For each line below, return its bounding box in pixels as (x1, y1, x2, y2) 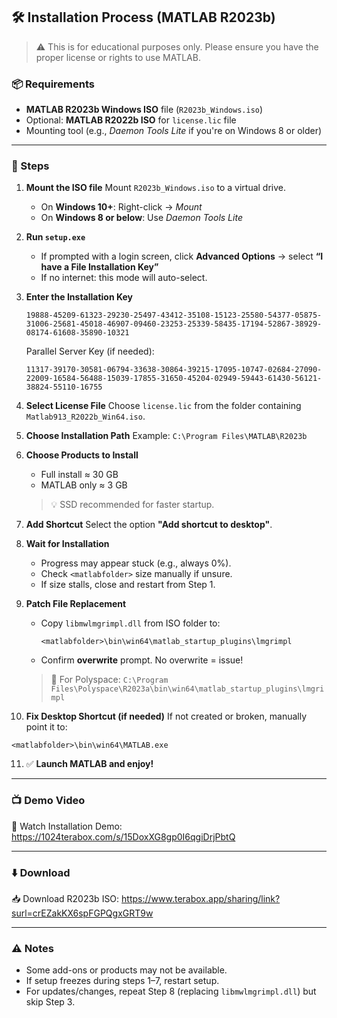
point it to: (25, 721, 68, 733)
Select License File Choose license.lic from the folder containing (25, 400, 302, 412)
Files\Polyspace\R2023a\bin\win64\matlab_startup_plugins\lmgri (50, 684, 325, 694)
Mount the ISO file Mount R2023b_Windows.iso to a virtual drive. (25, 182, 287, 194)
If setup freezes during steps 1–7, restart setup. (25, 975, 220, 987)
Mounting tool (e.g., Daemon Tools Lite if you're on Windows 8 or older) (25, 125, 323, 137)
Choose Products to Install (25, 449, 139, 461)
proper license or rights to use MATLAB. (35, 51, 201, 63)
